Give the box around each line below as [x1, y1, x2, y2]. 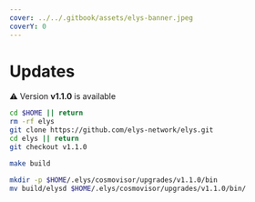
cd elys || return [9, 134, 79, 144]
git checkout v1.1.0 [9, 142, 88, 151]
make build [9, 158, 51, 168]
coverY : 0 [9, 22, 47, 31]
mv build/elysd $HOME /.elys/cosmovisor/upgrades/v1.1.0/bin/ [9, 184, 247, 193]
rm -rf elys [9, 117, 55, 126]
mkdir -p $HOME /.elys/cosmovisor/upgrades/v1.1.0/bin [9, 175, 219, 185]
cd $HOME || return [9, 108, 84, 118]
